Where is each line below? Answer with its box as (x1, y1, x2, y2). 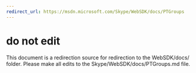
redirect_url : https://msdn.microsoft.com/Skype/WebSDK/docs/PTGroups (6, 8, 185, 15)
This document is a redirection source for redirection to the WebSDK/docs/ (6, 54, 189, 61)
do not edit (6, 34, 61, 47)
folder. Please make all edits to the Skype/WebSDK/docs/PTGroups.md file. (6, 60, 191, 67)
